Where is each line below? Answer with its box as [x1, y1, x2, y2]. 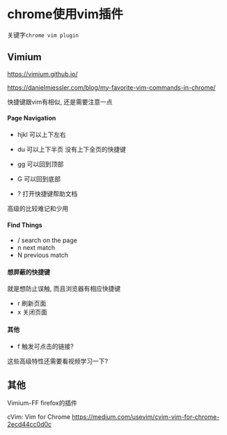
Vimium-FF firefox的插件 [7, 399, 78, 407]
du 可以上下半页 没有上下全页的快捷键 [17, 145, 127, 153]
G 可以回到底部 [17, 175, 61, 183]
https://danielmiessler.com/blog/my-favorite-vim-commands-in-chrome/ [7, 83, 216, 91]
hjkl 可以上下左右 [17, 130, 66, 139]
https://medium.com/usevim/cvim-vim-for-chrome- [72, 413, 220, 421]
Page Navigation [7, 114, 56, 122]
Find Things [7, 221, 43, 229]
